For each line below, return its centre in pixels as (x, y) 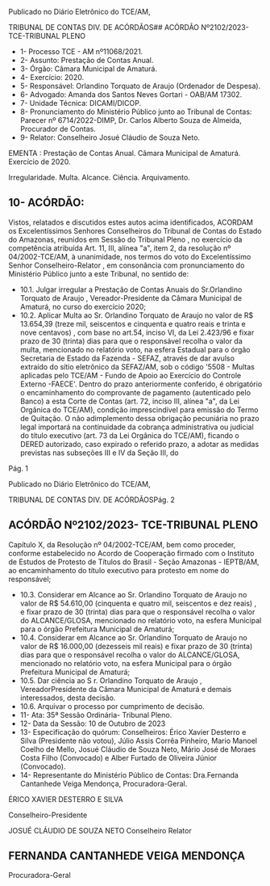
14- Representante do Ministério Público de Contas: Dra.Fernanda (129, 774)
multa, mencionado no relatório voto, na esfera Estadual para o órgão (135, 349)
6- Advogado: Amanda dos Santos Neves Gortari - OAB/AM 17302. (131, 95)
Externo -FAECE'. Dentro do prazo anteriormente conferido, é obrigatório (141, 384)
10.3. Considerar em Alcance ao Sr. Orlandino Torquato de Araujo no (133, 594)
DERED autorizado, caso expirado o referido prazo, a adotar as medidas (139, 444)
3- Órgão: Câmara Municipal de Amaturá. (89, 69)
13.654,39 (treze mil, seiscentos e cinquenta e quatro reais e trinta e (133, 323)
